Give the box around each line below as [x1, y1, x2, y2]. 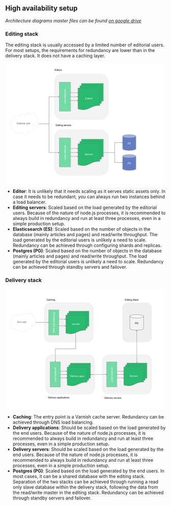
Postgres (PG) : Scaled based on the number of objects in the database [12, 248, 162, 254]
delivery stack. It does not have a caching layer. [5, 53, 105, 59]
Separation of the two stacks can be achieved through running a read [12, 479, 159, 485]
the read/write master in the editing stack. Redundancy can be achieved [12, 490, 164, 496]
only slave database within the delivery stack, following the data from [12, 484, 158, 490]
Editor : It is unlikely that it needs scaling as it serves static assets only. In [12, 188, 166, 194]
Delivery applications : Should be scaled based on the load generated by [12, 425, 166, 431]
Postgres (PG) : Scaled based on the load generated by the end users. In [12, 468, 164, 474]
